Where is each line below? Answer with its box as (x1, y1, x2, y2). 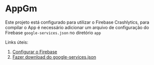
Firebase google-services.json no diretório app (5, 30, 102, 35)
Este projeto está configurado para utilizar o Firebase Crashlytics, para (5, 19, 150, 25)
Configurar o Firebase (12, 49, 57, 55)
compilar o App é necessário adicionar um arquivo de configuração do (5, 24, 150, 30)
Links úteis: (5, 39, 29, 45)
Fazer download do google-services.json (12, 54, 97, 60)
